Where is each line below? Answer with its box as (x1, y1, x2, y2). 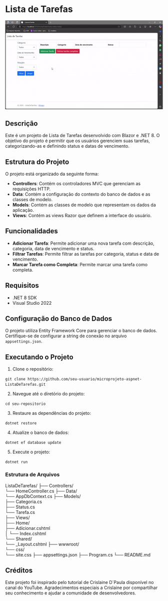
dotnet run (5, 459, 28, 465)
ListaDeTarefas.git (5, 382, 46, 387)
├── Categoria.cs (5, 498, 42, 504)
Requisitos (5, 281, 39, 290)
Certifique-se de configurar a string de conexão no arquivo (5, 333, 127, 339)
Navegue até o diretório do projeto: (12, 391, 85, 397)
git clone (5, 377, 26, 382)
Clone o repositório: (12, 366, 53, 372)
